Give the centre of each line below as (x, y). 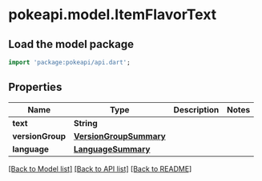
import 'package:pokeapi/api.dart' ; (69, 62)
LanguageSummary (112, 149)
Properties (35, 87)
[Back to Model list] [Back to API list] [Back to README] (100, 168)
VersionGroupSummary (119, 136)
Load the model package (71, 44)
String (85, 123)
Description (196, 109)
